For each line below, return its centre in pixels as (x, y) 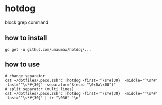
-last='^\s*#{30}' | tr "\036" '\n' (43, 98)
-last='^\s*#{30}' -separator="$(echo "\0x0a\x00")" (61, 85)
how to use (22, 65)
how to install (26, 38)
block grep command (27, 22)
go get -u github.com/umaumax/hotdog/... (48, 49)
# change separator (25, 76)
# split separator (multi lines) (40, 89)
